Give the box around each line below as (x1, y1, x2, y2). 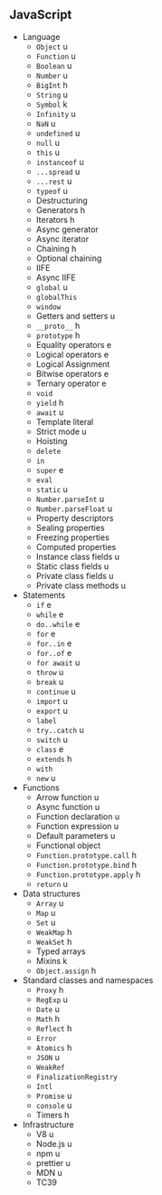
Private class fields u (35, 570, 114, 581)
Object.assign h (35, 965, 97, 976)
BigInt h (35, 79, 68, 90)
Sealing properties (35, 522, 106, 533)
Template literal (35, 416, 94, 427)
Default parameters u (35, 830, 116, 841)
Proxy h (35, 984, 64, 995)
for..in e (35, 638, 72, 649)
